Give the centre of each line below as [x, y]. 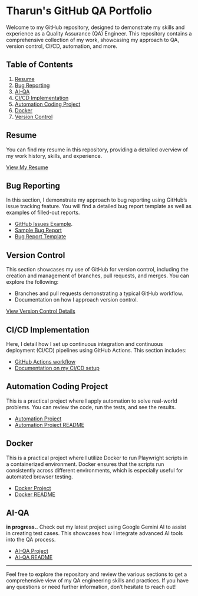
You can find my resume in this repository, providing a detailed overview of [97, 150]
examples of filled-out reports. [43, 213]
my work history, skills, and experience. [54, 156]
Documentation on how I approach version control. [76, 300]
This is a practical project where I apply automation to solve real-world [92, 401]
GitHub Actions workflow [45, 362]
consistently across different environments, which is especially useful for [95, 470]
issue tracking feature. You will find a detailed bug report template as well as [99, 206]
